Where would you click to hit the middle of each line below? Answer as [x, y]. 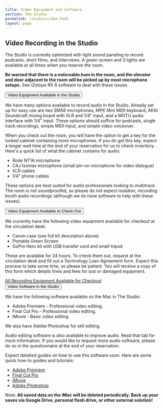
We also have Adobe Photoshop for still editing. [53, 326]
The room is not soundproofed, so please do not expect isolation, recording [81, 191]
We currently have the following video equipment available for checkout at [80, 221]
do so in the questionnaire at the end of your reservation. [62, 346]
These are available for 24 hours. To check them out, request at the [73, 256]
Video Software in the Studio [33, 287]
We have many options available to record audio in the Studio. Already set [80, 105]
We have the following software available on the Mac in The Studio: [73, 297]
